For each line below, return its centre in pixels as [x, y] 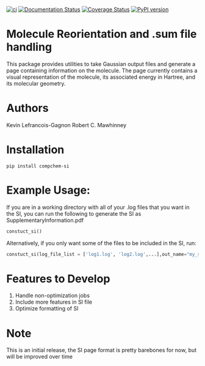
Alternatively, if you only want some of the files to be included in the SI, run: [101, 243]
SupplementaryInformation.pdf [45, 220]
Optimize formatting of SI [47, 309]
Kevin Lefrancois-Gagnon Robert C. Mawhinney [67, 125]
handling [29, 47]
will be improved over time [40, 357]
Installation [35, 150]
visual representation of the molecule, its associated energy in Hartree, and [101, 77]
